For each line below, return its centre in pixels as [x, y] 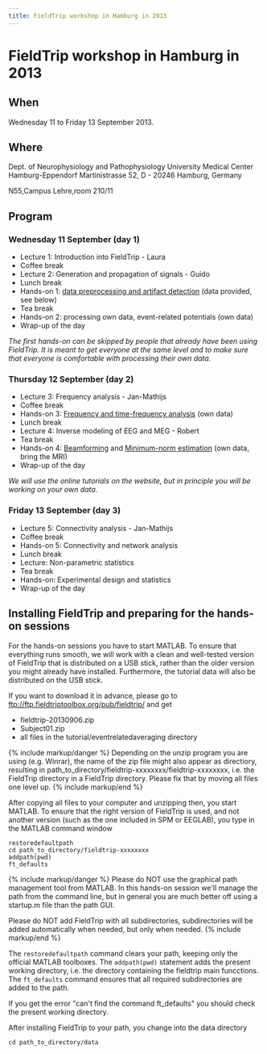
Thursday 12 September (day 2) [71, 379]
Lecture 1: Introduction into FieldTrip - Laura [93, 257]
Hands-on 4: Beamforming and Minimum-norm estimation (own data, [134, 448]
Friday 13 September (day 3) [65, 511]
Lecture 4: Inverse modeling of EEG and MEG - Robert [109, 431]
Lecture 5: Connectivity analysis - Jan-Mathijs [97, 528]
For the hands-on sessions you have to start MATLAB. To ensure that [123, 646]
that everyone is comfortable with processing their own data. [110, 358]
